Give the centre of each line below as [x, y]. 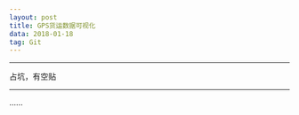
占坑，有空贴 [32, 77]
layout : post [33, 17]
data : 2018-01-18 [41, 34]
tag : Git [25, 42]
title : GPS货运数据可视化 [53, 26]
